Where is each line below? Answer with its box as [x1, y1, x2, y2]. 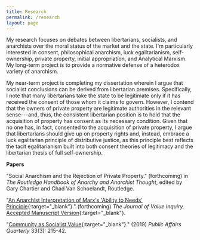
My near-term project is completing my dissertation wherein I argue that [6, 79, 183, 87]
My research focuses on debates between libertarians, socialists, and [6, 36, 177, 44]
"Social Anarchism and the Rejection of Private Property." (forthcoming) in [6, 173, 188, 180]
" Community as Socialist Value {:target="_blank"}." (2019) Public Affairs [6, 221, 181, 228]
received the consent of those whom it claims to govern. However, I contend [6, 99, 194, 106]
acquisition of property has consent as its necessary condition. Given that [6, 118, 188, 125]
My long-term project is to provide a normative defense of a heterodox [6, 61, 180, 69]
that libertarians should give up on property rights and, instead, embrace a [6, 130, 189, 137]
